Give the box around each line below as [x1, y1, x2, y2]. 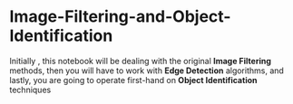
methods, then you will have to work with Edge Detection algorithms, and [9, 65, 284, 76]
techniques [9, 84, 52, 95]
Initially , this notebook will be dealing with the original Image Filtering [9, 55, 272, 66]
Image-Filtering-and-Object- [9, 6, 231, 27]
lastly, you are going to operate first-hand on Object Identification [9, 74, 258, 85]
